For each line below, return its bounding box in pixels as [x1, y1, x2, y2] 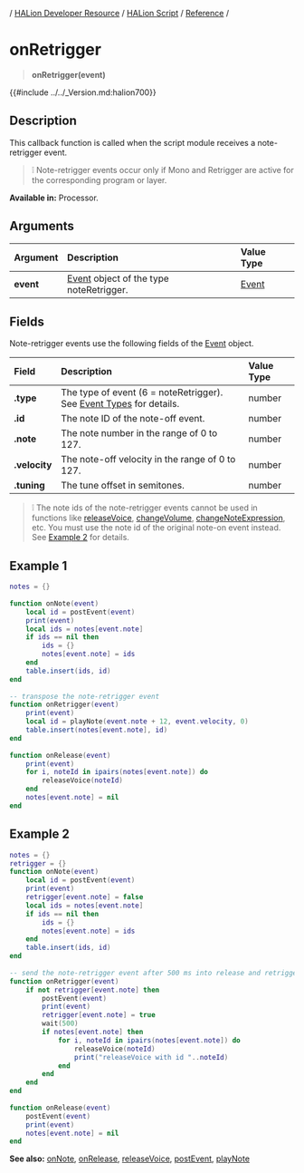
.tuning [14, 480, 45, 492]
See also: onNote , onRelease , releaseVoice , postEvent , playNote [9, 1153, 251, 1164]
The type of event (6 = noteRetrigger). [60, 386, 223, 399]
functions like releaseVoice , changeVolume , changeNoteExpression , [31, 512, 286, 524]
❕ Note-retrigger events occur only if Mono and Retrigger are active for [31, 164, 294, 175]
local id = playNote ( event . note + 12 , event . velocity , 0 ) [25, 717, 249, 726]
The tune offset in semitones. [60, 480, 185, 492]
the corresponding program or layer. [31, 174, 167, 185]
